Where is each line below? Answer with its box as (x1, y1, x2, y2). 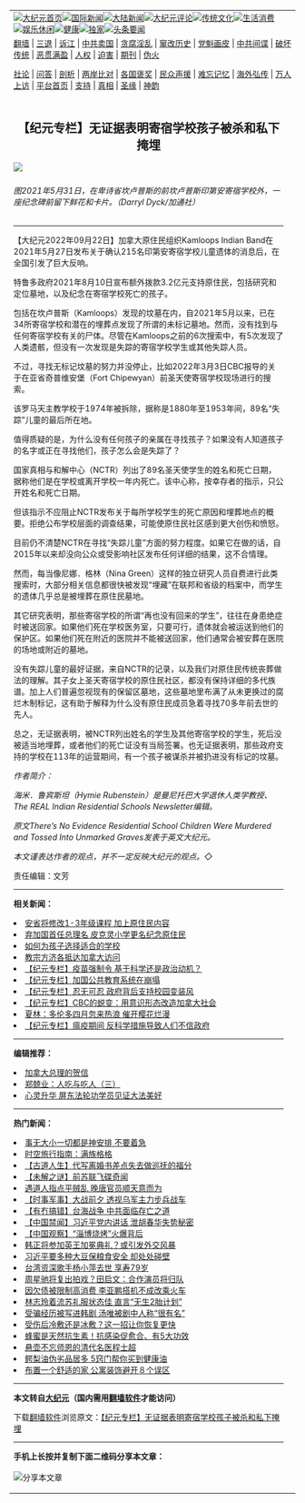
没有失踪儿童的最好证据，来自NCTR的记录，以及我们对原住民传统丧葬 (13, 663, 274, 674)
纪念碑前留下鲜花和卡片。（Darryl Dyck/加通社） (21, 197, 201, 207)
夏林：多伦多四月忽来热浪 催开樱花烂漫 (25, 1009, 171, 1020)
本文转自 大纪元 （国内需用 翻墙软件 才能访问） (13, 1393, 181, 1404)
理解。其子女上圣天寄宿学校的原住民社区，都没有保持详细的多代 (28, 675, 268, 686)
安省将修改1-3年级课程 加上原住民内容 (25, 918, 170, 929)
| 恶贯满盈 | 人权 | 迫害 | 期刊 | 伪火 (31, 49, 160, 60)
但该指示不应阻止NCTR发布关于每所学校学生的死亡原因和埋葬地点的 (13, 507, 266, 518)
